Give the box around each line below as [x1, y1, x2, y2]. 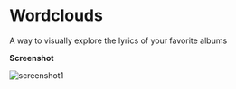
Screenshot [9, 52, 54, 63]
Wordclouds [9, 5, 104, 26]
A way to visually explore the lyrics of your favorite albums [9, 35, 228, 46]
